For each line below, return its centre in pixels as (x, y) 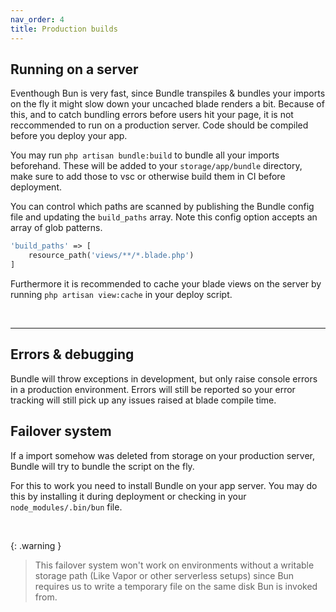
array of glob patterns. (56, 228)
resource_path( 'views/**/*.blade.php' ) (111, 256)
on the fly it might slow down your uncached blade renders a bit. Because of (167, 104)
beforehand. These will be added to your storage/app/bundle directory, (156, 166)
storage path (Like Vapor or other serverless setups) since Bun (164, 575)
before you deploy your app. (69, 136)
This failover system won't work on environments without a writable (174, 565)
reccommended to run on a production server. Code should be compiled (159, 125)
